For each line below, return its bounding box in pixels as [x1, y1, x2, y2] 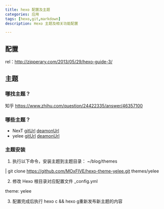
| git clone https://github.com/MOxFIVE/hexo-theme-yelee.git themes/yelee [5, 168, 159, 174]
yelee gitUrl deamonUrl [12, 133, 60, 139]
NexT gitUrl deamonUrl [12, 128, 59, 134]
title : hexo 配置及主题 [5, 7, 50, 12]
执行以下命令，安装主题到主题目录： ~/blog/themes [12, 158, 118, 164]
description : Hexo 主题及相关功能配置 [5, 21, 78, 26]
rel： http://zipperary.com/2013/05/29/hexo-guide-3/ [5, 59, 113, 65]
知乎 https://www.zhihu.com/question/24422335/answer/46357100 [5, 103, 143, 108]
